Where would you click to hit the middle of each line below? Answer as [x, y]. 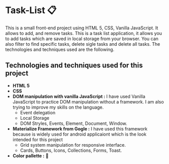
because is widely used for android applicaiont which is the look [79, 134]
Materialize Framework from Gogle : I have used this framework [80, 128]
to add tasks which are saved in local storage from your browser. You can [82, 39]
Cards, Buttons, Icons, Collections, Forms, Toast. [71, 150]
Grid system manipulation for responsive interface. [73, 145]
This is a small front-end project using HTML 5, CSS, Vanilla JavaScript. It [82, 28]
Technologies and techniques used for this [74, 65]
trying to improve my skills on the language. [58, 107]
